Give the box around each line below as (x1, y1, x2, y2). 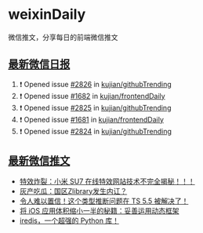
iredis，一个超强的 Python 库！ (19, 216, 120, 225)
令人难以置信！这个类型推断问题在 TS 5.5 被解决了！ (19, 196, 189, 206)
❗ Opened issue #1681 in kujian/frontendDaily (19, 115, 165, 124)
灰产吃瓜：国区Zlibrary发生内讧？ (19, 186, 128, 195)
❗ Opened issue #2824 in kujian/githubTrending (19, 126, 172, 136)
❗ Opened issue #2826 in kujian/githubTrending (19, 79, 172, 89)
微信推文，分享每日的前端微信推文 (8, 32, 118, 42)
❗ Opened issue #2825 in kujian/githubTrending (19, 103, 172, 112)
